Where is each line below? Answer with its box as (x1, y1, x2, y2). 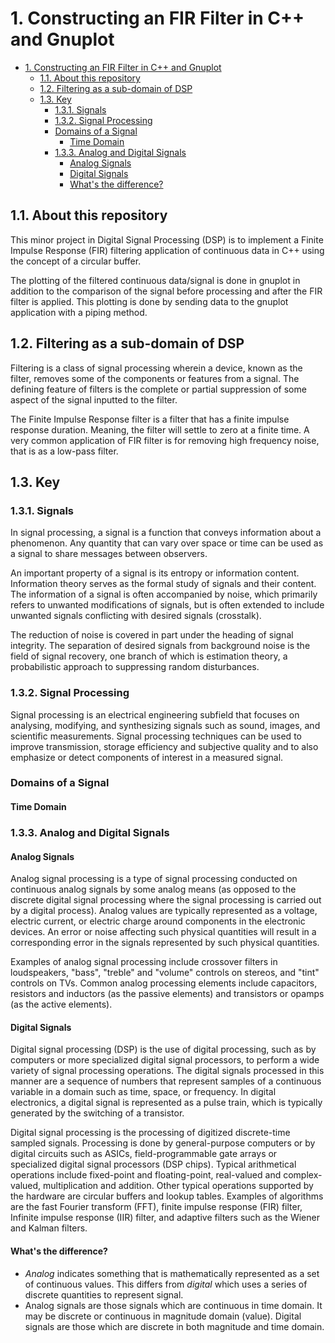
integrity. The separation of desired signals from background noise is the (10, 640, 311, 652)
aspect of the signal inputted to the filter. (10, 393, 178, 406)
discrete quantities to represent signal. (24, 1288, 184, 1301)
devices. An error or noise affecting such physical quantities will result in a (10, 926, 317, 938)
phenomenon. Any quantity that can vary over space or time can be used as (10, 537, 324, 549)
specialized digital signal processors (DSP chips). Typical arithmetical (10, 1158, 297, 1171)
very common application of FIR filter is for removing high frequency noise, (10, 434, 320, 446)
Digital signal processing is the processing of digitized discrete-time (10, 1127, 291, 1139)
